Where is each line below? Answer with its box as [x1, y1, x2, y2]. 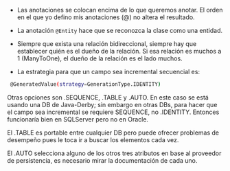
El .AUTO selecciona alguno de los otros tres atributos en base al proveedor [7, 149, 222, 157]
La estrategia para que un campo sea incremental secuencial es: [16, 68, 200, 76]
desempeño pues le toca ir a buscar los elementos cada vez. [7, 135, 179, 144]
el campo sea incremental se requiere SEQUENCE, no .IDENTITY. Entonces [7, 108, 220, 116]
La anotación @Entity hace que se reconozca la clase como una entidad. [16, 27, 223, 34]
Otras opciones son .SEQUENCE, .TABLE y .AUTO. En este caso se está [7, 93, 209, 102]
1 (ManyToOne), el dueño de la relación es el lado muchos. [16, 54, 183, 62]
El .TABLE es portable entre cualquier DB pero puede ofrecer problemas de [7, 128, 220, 137]
